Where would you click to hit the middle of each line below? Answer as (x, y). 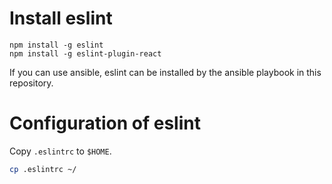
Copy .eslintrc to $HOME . (60, 151)
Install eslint (61, 18)
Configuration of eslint (105, 123)
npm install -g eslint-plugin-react (85, 53)
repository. (31, 83)
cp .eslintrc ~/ (43, 169)
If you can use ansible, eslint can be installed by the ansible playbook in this (165, 72)
